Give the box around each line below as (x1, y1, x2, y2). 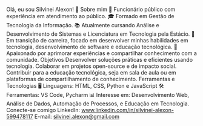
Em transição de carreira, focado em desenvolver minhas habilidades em (6, 37, 188, 44)
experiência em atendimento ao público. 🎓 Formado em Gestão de (6, 13, 175, 19)
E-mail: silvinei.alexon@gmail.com (34, 113, 120, 120)
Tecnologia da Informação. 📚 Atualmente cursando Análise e (6, 22, 159, 28)
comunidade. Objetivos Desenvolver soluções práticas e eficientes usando (6, 56, 193, 63)
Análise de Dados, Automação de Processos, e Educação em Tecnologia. (6, 100, 190, 107)
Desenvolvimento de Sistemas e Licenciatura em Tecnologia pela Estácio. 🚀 (6, 30, 195, 38)
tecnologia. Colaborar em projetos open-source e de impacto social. (6, 62, 177, 70)
